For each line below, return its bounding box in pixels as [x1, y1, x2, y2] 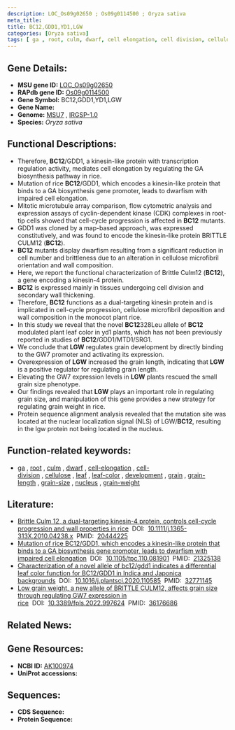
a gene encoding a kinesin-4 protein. [17, 276, 124, 284]
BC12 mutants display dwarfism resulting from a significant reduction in [17, 246, 224, 254]
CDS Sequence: [17, 708, 65, 716]
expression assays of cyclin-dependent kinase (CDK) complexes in [17, 209, 211, 217]
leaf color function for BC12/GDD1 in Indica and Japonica [17, 569, 182, 577]
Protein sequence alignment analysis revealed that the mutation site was [17, 409, 227, 418]
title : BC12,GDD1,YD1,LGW [7, 23, 83, 30]
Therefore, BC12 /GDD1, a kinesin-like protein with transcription [17, 157, 199, 165]
